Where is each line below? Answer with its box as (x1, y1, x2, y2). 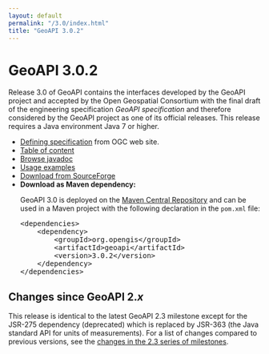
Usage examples (19, 163, 76, 172)
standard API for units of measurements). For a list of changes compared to (8, 328, 258, 338)
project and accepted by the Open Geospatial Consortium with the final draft (8, 96, 261, 106)
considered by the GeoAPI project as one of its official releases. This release (8, 113, 260, 123)
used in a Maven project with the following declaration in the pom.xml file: (19, 203, 260, 213)
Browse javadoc (19, 154, 74, 164)
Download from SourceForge (19, 171, 116, 181)
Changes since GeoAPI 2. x (8, 290, 144, 304)
